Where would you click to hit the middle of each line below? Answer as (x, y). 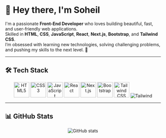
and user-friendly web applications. (41, 28)
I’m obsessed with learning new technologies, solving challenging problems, (83, 44)
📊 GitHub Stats (29, 117)
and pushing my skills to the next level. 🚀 (46, 50)
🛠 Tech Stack (27, 70)
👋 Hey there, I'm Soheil (53, 10)
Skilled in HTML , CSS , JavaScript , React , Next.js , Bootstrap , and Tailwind (82, 34)
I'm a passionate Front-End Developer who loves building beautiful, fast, (79, 24)
